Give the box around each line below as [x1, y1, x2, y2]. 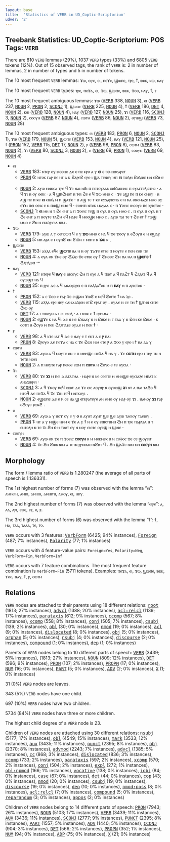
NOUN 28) [5, 120, 24, 127]
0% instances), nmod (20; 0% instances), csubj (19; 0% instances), [5, 778, 147, 784]
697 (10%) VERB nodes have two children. [5, 700, 91, 706]
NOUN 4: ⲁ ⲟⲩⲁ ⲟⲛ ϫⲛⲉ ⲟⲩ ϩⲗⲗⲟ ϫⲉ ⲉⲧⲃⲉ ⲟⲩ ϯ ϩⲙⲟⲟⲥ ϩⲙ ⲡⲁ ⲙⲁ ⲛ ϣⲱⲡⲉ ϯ [20, 254, 152, 260]
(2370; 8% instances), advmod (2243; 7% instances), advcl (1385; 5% [5, 746, 153, 752]
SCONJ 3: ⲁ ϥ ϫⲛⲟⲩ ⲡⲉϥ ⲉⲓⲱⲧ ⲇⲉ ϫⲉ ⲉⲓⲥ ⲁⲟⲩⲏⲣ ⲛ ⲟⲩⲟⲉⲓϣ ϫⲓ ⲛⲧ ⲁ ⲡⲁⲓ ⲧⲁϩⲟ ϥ [20, 385, 157, 391]
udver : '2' [5, 17, 28, 22]
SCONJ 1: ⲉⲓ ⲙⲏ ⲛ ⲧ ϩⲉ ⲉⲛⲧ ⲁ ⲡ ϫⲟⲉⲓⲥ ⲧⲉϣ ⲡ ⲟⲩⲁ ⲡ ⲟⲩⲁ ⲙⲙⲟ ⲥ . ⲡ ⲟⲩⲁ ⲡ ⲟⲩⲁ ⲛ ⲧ [20, 208, 162, 214]
